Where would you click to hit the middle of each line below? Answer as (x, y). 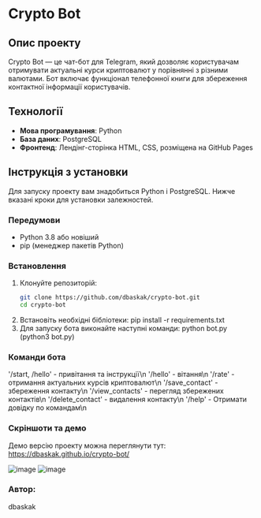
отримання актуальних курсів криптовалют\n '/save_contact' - (113, 382)
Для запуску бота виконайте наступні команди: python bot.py (123, 328)
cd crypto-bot (43, 305)
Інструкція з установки (68, 172)
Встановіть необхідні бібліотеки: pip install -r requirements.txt (122, 319)
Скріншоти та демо (47, 428)
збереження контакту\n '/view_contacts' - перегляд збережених (116, 391)
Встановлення (37, 266)
